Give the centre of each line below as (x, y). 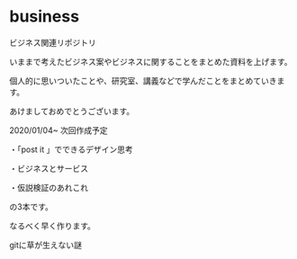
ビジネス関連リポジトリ (53, 42)
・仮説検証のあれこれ (49, 187)
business (44, 17)
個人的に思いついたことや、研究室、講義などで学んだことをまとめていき (143, 80)
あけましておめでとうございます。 (72, 111)
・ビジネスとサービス (49, 168)
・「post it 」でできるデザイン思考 (71, 149)
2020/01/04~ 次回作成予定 (58, 130)
